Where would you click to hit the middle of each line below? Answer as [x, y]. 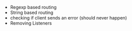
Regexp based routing [33, 7]
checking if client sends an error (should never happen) [69, 18]
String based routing [32, 12]
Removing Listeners [31, 23]
